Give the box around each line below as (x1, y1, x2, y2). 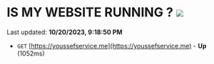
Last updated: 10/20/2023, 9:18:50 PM (6, 28, 123, 36)
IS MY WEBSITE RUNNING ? (6, 4, 174, 21)
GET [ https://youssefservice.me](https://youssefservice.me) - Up (16, 41, 207, 50)
